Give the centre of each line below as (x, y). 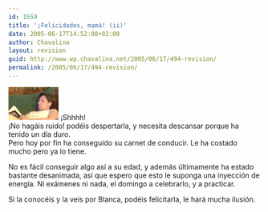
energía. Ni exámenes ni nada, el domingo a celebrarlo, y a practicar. (122, 183)
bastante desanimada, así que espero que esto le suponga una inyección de (134, 175)
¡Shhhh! (73, 117)
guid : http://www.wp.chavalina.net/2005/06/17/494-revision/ (113, 59)
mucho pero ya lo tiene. (47, 151)
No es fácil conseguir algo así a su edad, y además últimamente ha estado (131, 166)
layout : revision (37, 51)
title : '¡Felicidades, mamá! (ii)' (68, 25)
